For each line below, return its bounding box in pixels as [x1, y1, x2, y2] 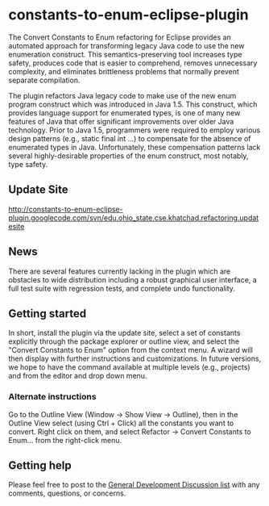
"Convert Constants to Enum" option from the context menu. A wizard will [8, 345, 254, 355]
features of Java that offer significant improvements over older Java [8, 116, 234, 126]
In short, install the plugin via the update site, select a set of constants [8, 328, 241, 338]
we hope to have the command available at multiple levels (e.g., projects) [8, 362, 251, 372]
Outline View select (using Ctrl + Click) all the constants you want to [8, 418, 234, 428]
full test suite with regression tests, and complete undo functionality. [8, 283, 236, 293]
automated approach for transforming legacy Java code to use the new [8, 40, 245, 50]
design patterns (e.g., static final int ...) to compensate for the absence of [8, 133, 251, 143]
